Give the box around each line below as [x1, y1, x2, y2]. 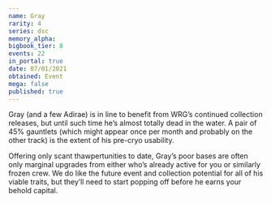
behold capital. [8, 186, 58, 196]
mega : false [8, 80, 49, 88]
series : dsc [8, 27, 49, 35]
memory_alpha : [8, 34, 57, 43]
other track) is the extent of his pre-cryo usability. [8, 136, 174, 145]
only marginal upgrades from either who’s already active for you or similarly [8, 160, 261, 170]
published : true [8, 87, 63, 96]
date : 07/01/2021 [8, 65, 67, 73]
